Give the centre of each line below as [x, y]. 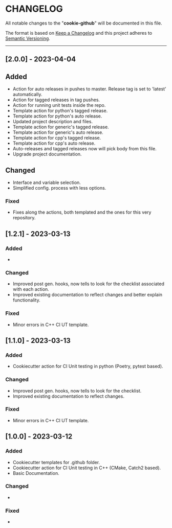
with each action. [31, 289]
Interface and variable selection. [47, 182]
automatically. [27, 95]
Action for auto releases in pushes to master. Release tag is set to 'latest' [89, 89]
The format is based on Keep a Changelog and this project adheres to [79, 33]
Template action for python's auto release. [57, 116]
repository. [24, 218]
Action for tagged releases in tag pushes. [56, 100]
